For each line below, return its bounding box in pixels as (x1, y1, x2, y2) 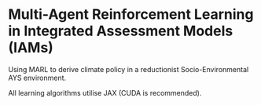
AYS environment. (8, 73, 67, 82)
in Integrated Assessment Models (8, 22, 233, 40)
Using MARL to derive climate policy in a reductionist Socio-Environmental (8, 64, 249, 74)
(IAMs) (8, 39, 53, 56)
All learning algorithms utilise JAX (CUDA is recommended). (8, 88, 202, 97)
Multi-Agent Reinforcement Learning (8, 5, 254, 24)
